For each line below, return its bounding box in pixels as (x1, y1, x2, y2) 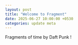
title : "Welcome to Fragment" (5, 12, 67, 17)
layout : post (5, 7, 32, 12)
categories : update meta (5, 21, 56, 26)
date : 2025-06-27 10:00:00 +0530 (5, 16, 74, 21)
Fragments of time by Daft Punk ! (5, 34, 72, 40)
